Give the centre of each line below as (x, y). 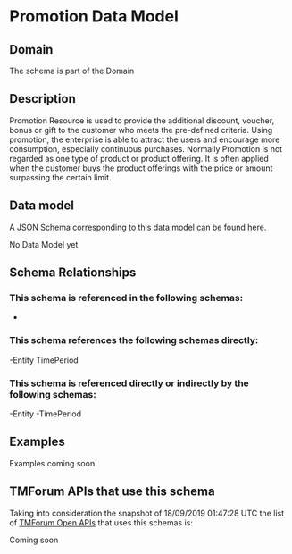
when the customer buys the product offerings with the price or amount (141, 168)
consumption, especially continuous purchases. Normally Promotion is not (146, 148)
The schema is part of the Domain (72, 71)
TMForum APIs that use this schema (113, 492)
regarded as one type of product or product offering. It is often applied (139, 158)
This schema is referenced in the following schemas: (126, 298)
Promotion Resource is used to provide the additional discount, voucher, (142, 120)
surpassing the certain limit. (60, 177)
